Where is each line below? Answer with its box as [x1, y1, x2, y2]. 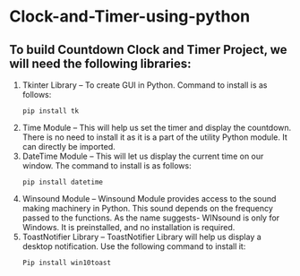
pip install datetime [21, 177, 103, 186]
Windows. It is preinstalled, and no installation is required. [21, 222, 236, 232]
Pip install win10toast [21, 258, 112, 267]
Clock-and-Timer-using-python [9, 6, 251, 27]
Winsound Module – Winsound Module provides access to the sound [21, 194, 277, 203]
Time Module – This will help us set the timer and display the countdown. [21, 123, 292, 133]
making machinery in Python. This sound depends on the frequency [21, 203, 273, 213]
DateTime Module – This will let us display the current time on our [21, 151, 264, 161]
